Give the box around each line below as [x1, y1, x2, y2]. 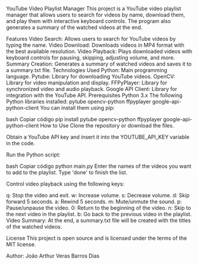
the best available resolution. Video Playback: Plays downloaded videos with [6, 48, 193, 55]
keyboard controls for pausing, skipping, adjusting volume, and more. [6, 54, 176, 61]
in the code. [6, 140, 35, 146]
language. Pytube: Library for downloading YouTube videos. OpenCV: [6, 73, 176, 80]
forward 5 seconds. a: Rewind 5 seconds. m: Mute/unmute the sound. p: [6, 198, 182, 205]
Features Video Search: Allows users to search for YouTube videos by [6, 35, 176, 42]
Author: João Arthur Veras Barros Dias [6, 252, 100, 259]
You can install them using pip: [40, 105, 115, 111]
